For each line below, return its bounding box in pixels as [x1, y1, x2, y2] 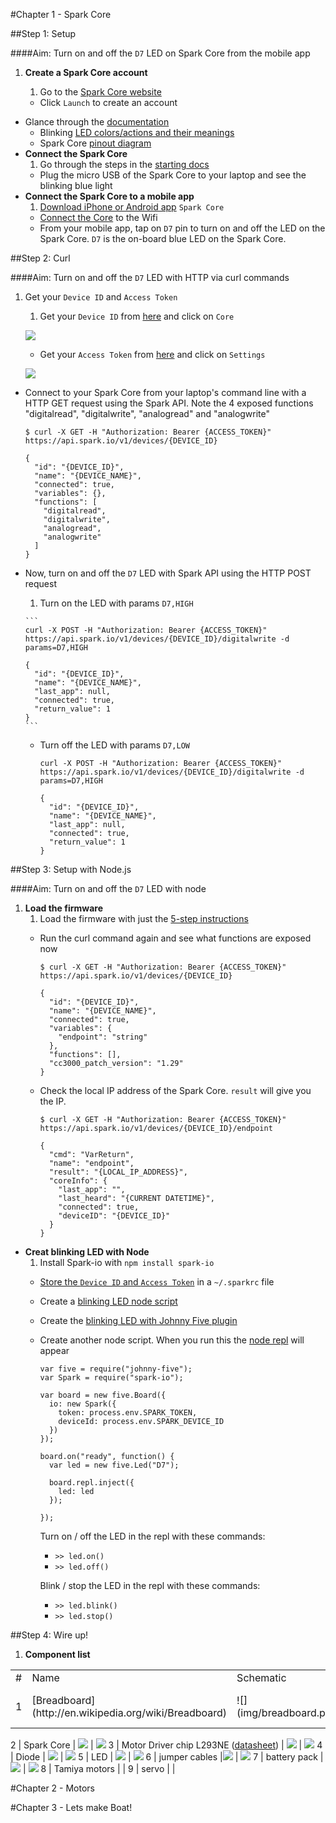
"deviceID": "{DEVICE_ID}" [58, 1211, 171, 1221]
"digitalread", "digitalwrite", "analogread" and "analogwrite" [24, 408, 271, 419]
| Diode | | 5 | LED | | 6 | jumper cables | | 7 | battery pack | [10, 1751, 324, 1763]
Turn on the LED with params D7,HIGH [39, 597, 194, 609]
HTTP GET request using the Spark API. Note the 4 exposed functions [24, 397, 314, 409]
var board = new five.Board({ [39, 1390, 167, 1400]
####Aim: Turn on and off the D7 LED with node [10, 883, 207, 894]
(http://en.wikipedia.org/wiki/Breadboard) [31, 1706, 228, 1719]
